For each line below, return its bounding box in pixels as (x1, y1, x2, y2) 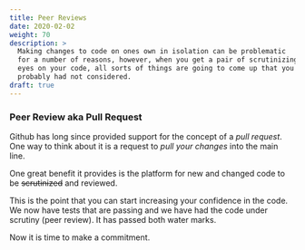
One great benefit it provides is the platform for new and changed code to (9, 168, 286, 178)
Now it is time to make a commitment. (9, 232, 151, 243)
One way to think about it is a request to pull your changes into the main (9, 140, 279, 151)
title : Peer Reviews (9, 13, 88, 23)
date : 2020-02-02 (9, 22, 75, 31)
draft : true (9, 81, 54, 90)
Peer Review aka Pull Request (9, 111, 143, 123)
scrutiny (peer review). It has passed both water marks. (9, 214, 217, 225)
